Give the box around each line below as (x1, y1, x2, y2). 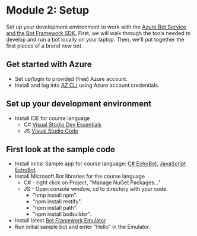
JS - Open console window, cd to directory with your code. (23, 185, 168, 193)
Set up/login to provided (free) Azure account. (14, 75, 128, 82)
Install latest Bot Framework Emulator (14, 217, 106, 224)
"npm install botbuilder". (32, 210, 92, 218)
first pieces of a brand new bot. (6, 42, 83, 49)
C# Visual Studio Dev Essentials (23, 121, 102, 128)
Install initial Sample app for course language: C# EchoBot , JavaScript (14, 160, 186, 167)
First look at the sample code (6, 144, 116, 155)
